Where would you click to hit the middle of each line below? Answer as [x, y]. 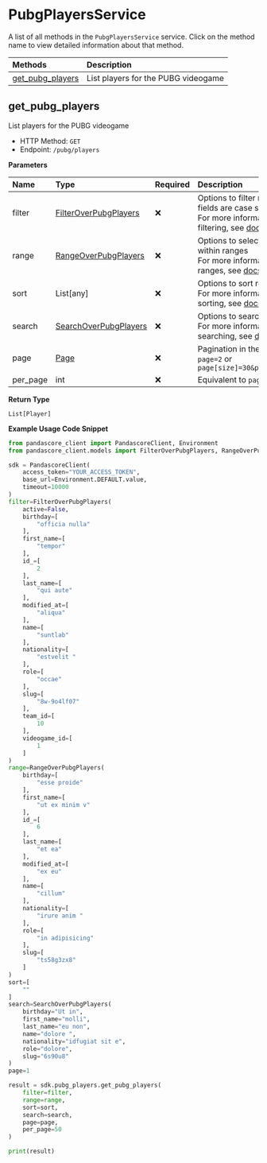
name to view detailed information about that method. [96, 45]
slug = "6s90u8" [46, 1056]
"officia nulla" [64, 524]
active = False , [46, 509]
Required [172, 184]
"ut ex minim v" [64, 804]
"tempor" [51, 546]
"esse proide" [60, 783]
